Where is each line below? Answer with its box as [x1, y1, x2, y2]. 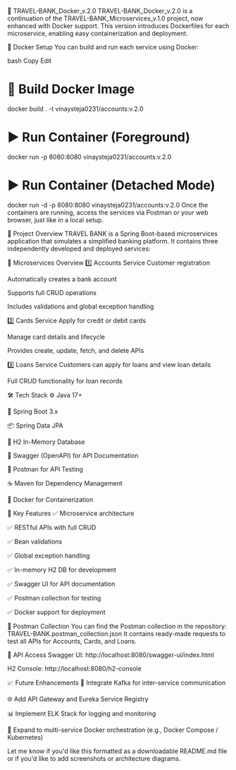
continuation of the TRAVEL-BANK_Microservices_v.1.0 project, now [7, 14, 204, 23]
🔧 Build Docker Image [7, 81, 135, 97]
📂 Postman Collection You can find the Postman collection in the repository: [7, 622, 227, 630]
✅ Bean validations [7, 537, 63, 546]
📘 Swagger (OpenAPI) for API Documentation [7, 451, 139, 459]
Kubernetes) [7, 733, 44, 741]
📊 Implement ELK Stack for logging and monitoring [7, 709, 156, 718]
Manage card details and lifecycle [7, 332, 106, 341]
